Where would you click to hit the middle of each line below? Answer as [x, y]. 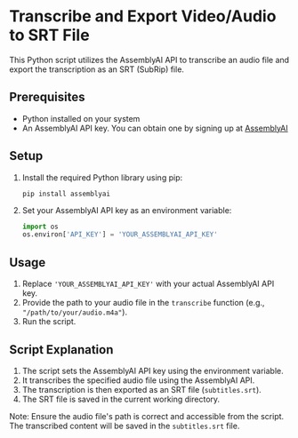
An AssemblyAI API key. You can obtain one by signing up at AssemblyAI [155, 128]
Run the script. [49, 322]
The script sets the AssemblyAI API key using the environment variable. [153, 370]
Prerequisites [47, 97]
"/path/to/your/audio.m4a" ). [74, 312]
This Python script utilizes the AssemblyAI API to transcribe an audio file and [149, 60]
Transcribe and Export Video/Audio [143, 16]
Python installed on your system [81, 118]
